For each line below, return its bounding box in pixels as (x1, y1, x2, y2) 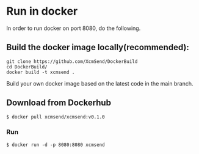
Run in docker (6, 4, 78, 18)
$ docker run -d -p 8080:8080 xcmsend (6, 142, 105, 148)
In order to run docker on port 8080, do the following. (6, 24, 141, 32)
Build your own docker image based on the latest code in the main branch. (6, 79, 194, 87)
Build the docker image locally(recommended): (6, 42, 189, 53)
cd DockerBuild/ (6, 64, 48, 70)
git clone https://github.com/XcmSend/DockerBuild (6, 58, 138, 65)
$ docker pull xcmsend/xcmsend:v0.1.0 (6, 114, 105, 120)
